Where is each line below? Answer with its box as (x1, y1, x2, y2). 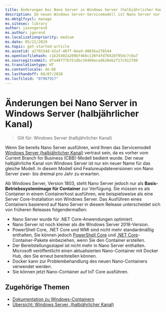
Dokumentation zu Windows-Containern (12, 296, 95, 302)
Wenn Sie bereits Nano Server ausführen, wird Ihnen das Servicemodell (5, 144, 151, 150)
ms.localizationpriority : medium (5, 35, 74, 40)
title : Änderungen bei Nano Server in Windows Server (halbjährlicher (5, 7, 154, 12)
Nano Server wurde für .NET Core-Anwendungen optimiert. (12, 216, 133, 222)
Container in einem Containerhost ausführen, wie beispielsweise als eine (5, 191, 153, 197)
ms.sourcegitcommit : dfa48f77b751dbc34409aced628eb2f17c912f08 (5, 58, 138, 63)
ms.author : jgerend (5, 30, 45, 35)
